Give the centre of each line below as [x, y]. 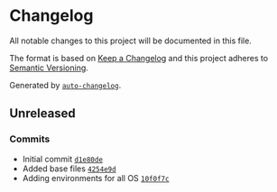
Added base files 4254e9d [69, 169]
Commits [30, 139]
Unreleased [43, 114]
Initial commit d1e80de [63, 159]
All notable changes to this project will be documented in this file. [131, 41]
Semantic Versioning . [49, 68]
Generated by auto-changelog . [65, 85]
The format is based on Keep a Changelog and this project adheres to [139, 58]
